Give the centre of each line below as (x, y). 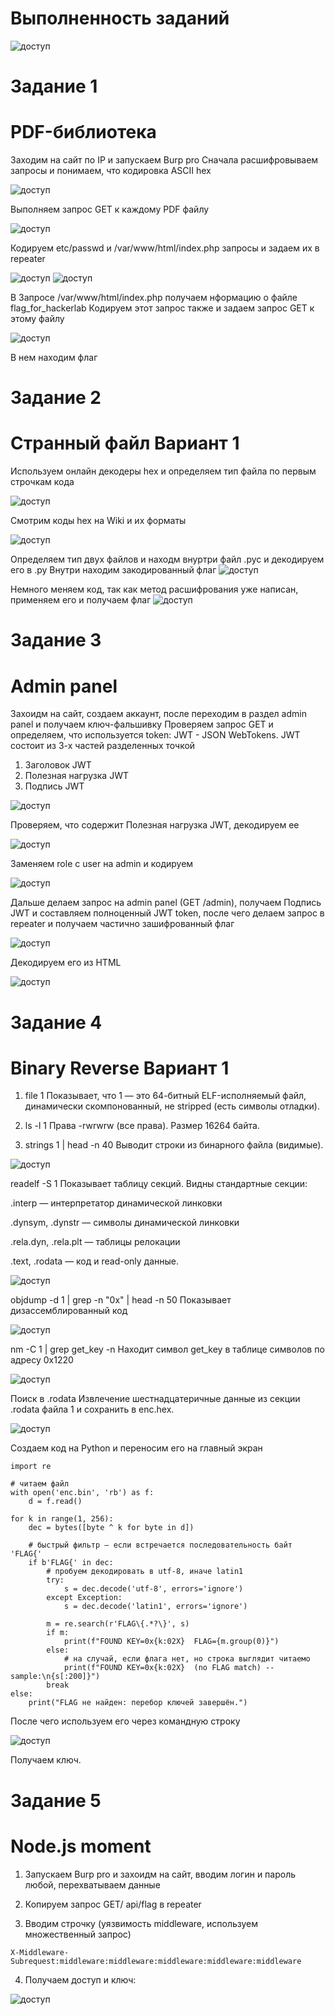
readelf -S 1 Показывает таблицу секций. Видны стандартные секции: (159, 1184)
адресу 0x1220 (42, 1360)
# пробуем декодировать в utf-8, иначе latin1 (145, 1572)
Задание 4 (56, 1022)
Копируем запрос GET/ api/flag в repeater (113, 1904)
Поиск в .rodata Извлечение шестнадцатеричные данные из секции (155, 1399)
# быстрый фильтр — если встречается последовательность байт (160, 1545)
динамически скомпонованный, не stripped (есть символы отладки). (172, 1106)
